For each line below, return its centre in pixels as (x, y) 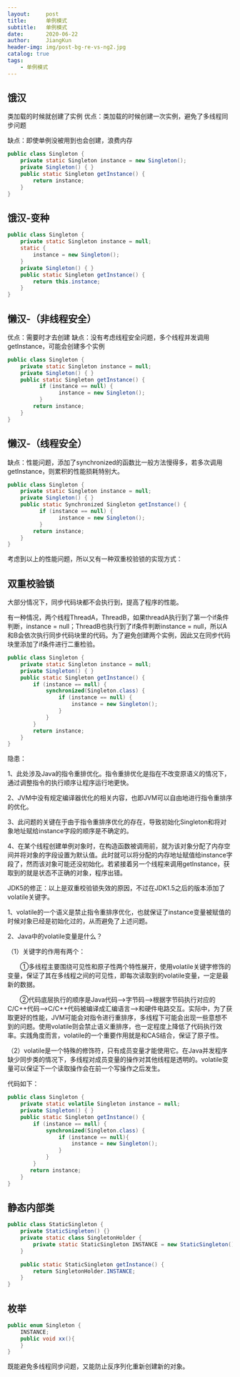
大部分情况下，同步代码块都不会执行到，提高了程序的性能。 (95, 602)
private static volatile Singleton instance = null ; (100, 1104)
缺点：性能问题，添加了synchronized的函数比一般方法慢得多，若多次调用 (115, 462)
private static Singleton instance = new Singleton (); (104, 161)
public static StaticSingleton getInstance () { (92, 1264)
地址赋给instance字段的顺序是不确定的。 (73, 831)
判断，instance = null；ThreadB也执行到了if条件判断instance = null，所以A (117, 627)
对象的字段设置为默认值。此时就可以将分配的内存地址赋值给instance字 (129, 855)
